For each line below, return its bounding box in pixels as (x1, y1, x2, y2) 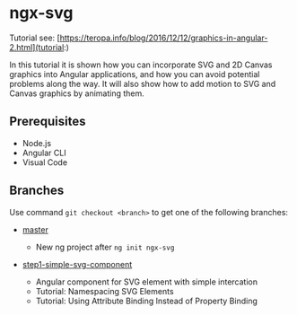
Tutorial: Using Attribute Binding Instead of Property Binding (35, 295, 258, 306)
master (22, 223, 49, 235)
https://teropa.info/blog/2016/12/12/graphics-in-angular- (59, 32, 268, 43)
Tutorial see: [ (9, 32, 60, 43)
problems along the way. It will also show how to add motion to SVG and (9, 78, 276, 89)
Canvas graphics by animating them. (9, 88, 145, 99)
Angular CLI (22, 147, 66, 158)
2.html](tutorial (9, 41, 65, 52)
